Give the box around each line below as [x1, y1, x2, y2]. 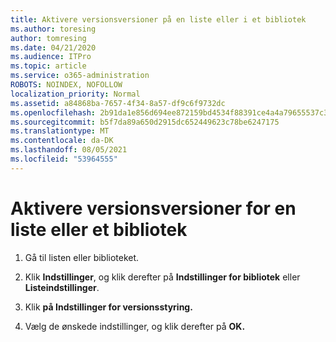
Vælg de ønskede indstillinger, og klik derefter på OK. [24, 320, 246, 332]
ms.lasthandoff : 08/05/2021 [10, 145, 128, 155]
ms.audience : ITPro [10, 52, 92, 62]
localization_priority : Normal [10, 89, 141, 99]
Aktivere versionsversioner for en [10, 197, 297, 220]
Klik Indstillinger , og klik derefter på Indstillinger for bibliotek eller [24, 271, 301, 283]
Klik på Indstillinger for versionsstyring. [24, 301, 193, 313]
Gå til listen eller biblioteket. [24, 251, 140, 263]
